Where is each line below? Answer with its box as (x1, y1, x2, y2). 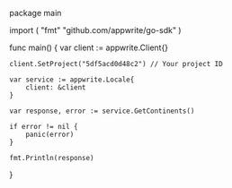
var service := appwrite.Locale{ (9, 75, 135, 84)
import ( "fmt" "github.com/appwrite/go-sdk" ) (9, 25, 182, 35)
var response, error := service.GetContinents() (9, 107, 195, 115)
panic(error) (25, 130, 75, 139)
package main (9, 8, 62, 18)
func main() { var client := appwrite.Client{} (9, 42, 169, 53)
